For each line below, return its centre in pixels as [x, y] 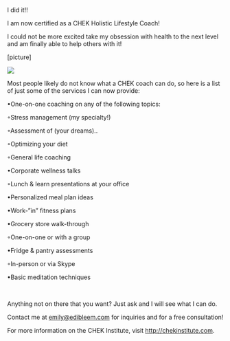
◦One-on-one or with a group [49, 237]
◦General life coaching [39, 157]
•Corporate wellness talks [44, 170]
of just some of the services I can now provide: [73, 91]
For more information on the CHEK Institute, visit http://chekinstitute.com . [111, 330]
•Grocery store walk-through [48, 224]
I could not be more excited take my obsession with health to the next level [113, 36]
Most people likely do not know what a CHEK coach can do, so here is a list [114, 83]
